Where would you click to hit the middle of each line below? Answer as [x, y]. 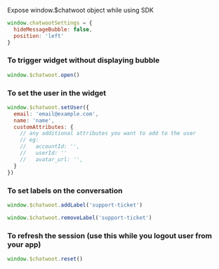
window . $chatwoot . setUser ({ [48, 107]
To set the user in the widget [57, 92]
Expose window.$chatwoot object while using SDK [81, 10]
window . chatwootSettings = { [50, 23]
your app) [24, 244]
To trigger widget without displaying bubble [84, 60]
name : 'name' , [34, 120]
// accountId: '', [50, 146]
